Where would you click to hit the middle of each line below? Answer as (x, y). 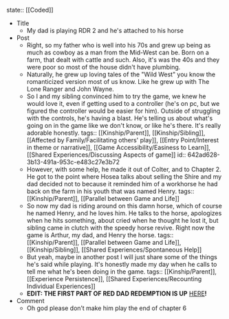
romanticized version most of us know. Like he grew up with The (118, 81)
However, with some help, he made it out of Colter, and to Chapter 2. (124, 169)
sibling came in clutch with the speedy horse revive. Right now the (121, 228)
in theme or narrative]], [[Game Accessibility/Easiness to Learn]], (119, 147)
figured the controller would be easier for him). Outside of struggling (123, 111)
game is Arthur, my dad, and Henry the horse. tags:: (100, 235)
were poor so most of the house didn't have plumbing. (103, 67)
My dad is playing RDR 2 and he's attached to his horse (105, 31)
